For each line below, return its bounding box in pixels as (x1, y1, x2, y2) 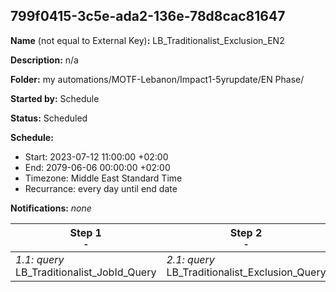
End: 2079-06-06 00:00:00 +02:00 (24, 161, 171, 173)
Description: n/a (10, 54, 79, 66)
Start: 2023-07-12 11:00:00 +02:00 (24, 150, 169, 163)
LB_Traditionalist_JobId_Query (15, 265, 157, 279)
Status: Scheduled (10, 112, 88, 124)
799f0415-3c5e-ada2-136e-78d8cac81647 (10, 8, 286, 25)
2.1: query (166, 252, 215, 266)
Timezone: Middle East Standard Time (24, 172, 183, 184)
